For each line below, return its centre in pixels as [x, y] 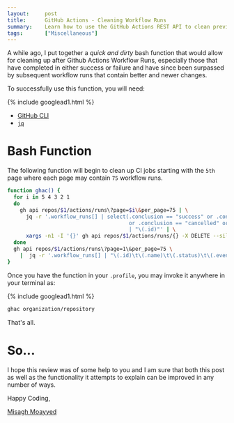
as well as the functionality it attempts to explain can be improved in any [111, 377]
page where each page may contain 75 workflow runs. [85, 178]
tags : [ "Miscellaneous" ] [53, 33]
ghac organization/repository [51, 309]
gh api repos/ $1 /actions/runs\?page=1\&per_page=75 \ [93, 249]
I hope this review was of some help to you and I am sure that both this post [116, 369]
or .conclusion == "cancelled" [174, 223]
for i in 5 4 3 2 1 [42, 197]
